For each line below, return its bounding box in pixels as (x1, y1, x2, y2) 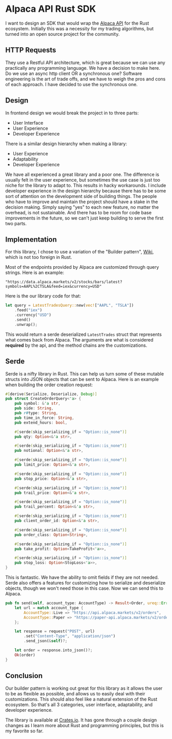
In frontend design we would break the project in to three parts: (5, 110, 139, 116)
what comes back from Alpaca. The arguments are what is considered (5, 336, 154, 343)
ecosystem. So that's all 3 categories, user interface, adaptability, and (5, 701, 153, 708)
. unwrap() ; (14, 322, 38, 327)
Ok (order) (14, 652, 36, 657)
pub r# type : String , (14, 411, 58, 416)
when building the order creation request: (5, 382, 93, 388)
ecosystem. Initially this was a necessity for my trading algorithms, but (5, 25, 154, 31)
